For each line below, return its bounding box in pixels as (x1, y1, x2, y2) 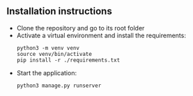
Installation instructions (6, 6, 112, 17)
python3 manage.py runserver (16, 82, 102, 89)
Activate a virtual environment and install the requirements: (16, 31, 186, 39)
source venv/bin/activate (16, 50, 92, 57)
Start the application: (16, 68, 77, 77)
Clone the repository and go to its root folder (16, 23, 145, 32)
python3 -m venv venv (16, 44, 79, 51)
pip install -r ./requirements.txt (16, 57, 121, 64)
